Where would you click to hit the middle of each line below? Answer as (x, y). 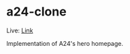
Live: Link (20, 30)
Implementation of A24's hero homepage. (65, 43)
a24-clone (36, 12)
